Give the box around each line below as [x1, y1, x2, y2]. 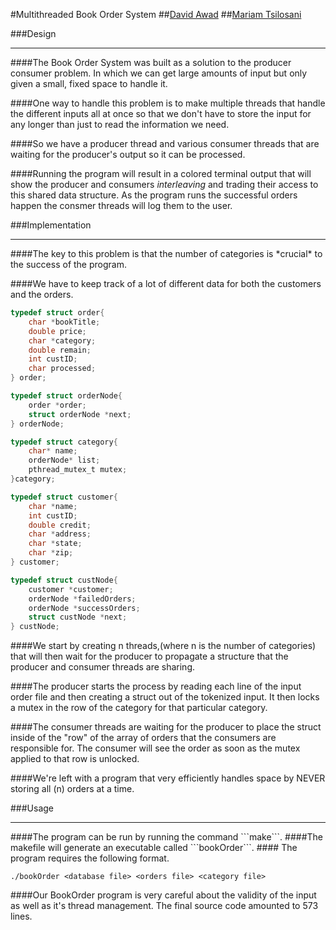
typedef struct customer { [10, 492, 118, 502]
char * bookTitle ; [28, 317, 101, 327]
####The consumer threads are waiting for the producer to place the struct [10, 721, 322, 733]
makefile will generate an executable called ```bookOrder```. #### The [10, 842, 298, 854]
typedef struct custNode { [10, 575, 118, 585]
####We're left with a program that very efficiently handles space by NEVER [10, 772, 326, 784]
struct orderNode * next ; [28, 409, 132, 419]
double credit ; [28, 520, 92, 530]
